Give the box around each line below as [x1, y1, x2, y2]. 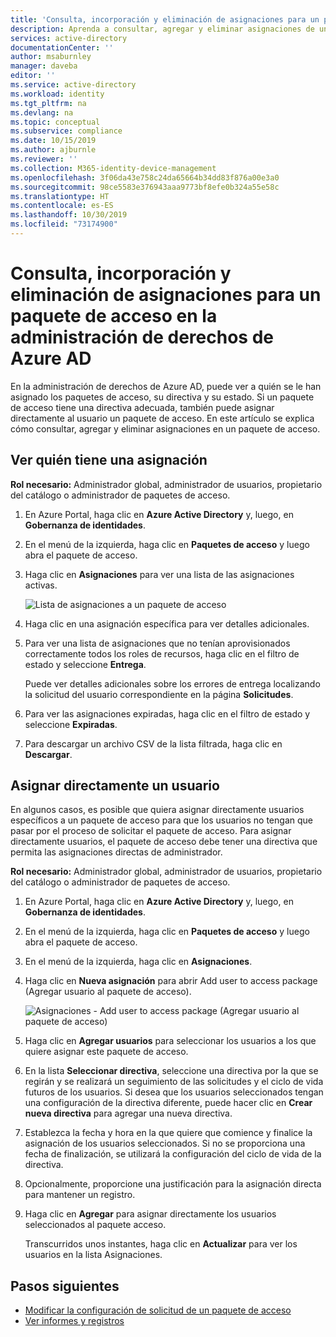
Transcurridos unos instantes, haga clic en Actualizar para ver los [24, 1238, 298, 1250]
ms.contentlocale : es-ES [10, 201, 114, 211]
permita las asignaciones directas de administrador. [10, 846, 223, 858]
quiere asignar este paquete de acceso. [24, 1046, 189, 1058]
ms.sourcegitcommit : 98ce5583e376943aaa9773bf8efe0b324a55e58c [10, 182, 280, 192]
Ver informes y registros [24, 1315, 125, 1327]
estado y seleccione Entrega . [24, 658, 147, 670]
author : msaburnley [10, 52, 92, 62]
